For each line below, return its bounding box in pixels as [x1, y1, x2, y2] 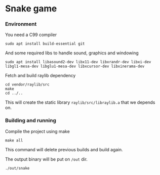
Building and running [5, 117, 57, 124]
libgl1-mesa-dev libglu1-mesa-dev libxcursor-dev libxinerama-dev [5, 64, 145, 69]
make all [5, 138, 23, 143]
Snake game [5, 3, 57, 14]
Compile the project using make [5, 128, 70, 134]
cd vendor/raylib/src [5, 82, 50, 87]
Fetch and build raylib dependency [5, 73, 76, 79]
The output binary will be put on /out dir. [5, 156, 88, 162]
